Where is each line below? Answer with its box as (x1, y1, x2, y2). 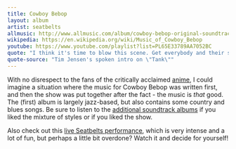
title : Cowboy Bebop (7, 10, 68, 18)
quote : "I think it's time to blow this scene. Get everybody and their (7, 50, 225, 57)
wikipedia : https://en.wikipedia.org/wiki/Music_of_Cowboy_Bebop (7, 37, 202, 44)
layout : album (7, 17, 49, 24)
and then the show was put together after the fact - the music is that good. (7, 90, 223, 98)
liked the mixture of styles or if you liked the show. (7, 112, 153, 121)
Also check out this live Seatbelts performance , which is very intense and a (7, 126, 225, 134)
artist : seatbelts (7, 23, 61, 30)
